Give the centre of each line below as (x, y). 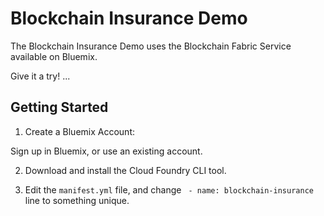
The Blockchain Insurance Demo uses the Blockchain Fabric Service (151, 46)
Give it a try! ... (40, 76)
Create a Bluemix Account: (80, 131)
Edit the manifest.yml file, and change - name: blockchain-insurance (169, 189)
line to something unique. (77, 200)
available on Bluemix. (54, 56)
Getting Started (59, 107)
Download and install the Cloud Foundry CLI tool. (125, 170)
